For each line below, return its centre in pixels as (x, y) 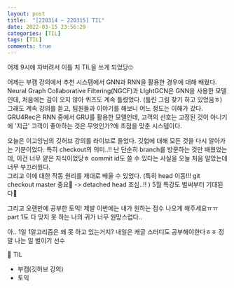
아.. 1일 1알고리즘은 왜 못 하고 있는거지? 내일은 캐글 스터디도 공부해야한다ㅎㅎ (112, 232)
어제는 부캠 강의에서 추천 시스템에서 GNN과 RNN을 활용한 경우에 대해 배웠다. (112, 82)
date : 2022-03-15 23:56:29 (47, 27)
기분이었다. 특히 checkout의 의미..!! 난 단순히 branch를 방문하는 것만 (109, 149)
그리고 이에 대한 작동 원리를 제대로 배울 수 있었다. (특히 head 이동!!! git (104, 176)
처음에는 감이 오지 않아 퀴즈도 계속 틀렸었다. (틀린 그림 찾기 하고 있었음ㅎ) (122, 100)
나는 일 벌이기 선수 (40, 240)
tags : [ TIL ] (25, 40)
